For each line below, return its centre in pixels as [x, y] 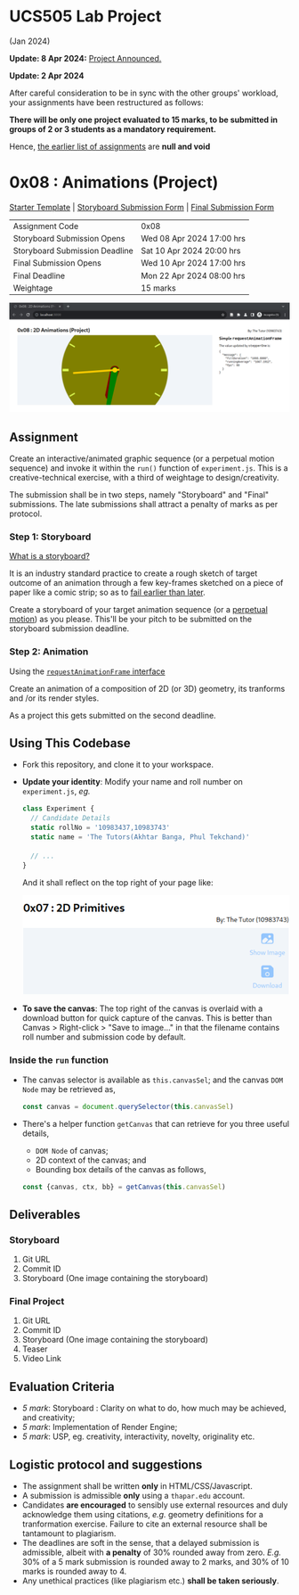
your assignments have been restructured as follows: [107, 102]
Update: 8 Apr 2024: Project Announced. [85, 58]
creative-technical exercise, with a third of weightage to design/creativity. [144, 478]
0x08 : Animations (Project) [114, 182]
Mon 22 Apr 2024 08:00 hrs [193, 275]
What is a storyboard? [50, 556]
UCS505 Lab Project [85, 16]
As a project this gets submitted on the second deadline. [113, 715]
